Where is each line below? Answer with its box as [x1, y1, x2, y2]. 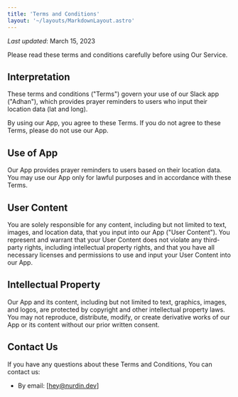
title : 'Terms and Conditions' [7, 10, 100, 18]
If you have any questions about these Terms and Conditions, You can [7, 360, 212, 369]
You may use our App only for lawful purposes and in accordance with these [7, 174, 232, 182]
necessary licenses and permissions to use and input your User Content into [7, 250, 231, 259]
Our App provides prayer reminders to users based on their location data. [7, 166, 222, 174]
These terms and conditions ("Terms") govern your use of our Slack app [7, 90, 219, 98]
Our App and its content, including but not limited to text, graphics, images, [7, 297, 227, 306]
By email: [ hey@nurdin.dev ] [17, 381, 99, 390]
